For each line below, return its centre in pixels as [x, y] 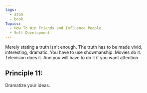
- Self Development [30, 33]
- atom [16, 14]
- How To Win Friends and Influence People [55, 28]
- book [16, 19]
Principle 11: [24, 73]
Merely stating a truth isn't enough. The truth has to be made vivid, [74, 47]
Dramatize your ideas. [28, 85]
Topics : [13, 24]
